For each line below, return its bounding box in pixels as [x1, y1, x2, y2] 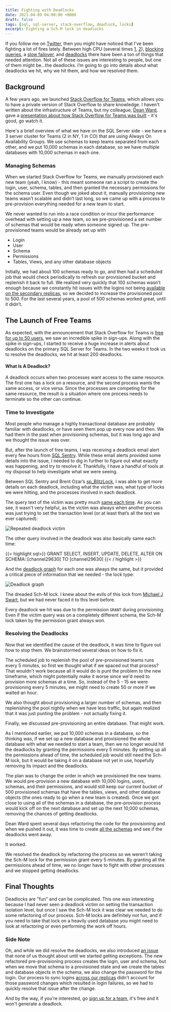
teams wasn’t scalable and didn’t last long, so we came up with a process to [5, 195, 165, 202]
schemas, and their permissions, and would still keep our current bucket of [5, 783, 163, 790]
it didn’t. [5, 301, 22, 307]
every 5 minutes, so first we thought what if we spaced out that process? [5, 662, 159, 669]
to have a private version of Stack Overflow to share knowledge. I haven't [5, 101, 160, 107]
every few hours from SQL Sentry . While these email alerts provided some [5, 452, 161, 458]
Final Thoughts [5, 882, 55, 891]
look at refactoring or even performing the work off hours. [5, 923, 127, 929]
